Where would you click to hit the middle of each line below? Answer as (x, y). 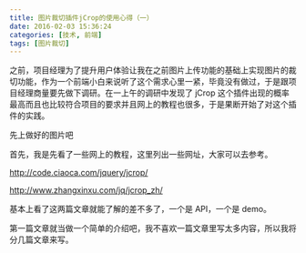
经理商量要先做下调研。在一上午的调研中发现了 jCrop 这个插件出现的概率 (153, 93)
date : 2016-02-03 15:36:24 (61, 26)
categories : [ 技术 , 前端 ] (56, 35)
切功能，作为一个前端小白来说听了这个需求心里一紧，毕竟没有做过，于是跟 (149, 82)
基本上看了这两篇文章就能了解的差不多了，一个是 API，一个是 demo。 (140, 209)
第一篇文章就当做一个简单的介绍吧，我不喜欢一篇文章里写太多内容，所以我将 (153, 228)
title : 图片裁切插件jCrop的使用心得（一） (82, 18)
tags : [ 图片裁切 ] (40, 43)
